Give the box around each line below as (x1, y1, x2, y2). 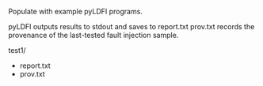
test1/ (8, 46, 26, 54)
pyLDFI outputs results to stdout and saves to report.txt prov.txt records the (8, 22, 255, 31)
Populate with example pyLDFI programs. (8, 7, 143, 16)
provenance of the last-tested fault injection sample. (8, 31, 179, 39)
